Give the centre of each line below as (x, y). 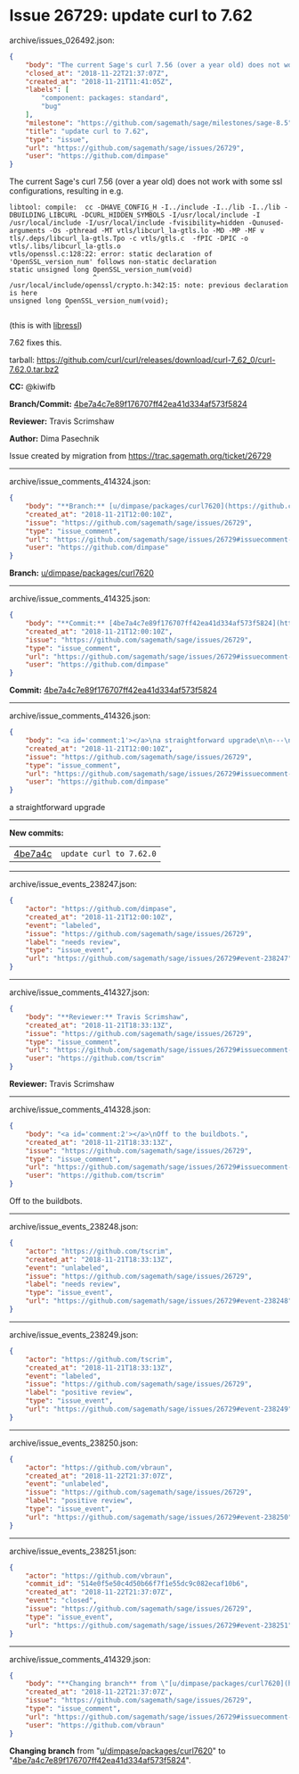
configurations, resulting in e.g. (66, 191)
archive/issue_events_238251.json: (73, 1551)
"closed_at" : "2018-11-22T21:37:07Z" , (97, 73)
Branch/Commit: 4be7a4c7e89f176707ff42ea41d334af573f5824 (128, 404)
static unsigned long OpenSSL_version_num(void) (101, 270)
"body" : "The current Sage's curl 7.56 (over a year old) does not (153, 65)
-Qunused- (266, 223)
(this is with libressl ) (46, 326)
